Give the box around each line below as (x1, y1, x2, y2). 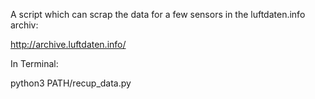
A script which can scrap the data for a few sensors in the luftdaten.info (10, 9, 306, 20)
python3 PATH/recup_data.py (10, 77, 132, 89)
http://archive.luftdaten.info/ (10, 39, 127, 50)
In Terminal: (10, 58, 59, 69)
